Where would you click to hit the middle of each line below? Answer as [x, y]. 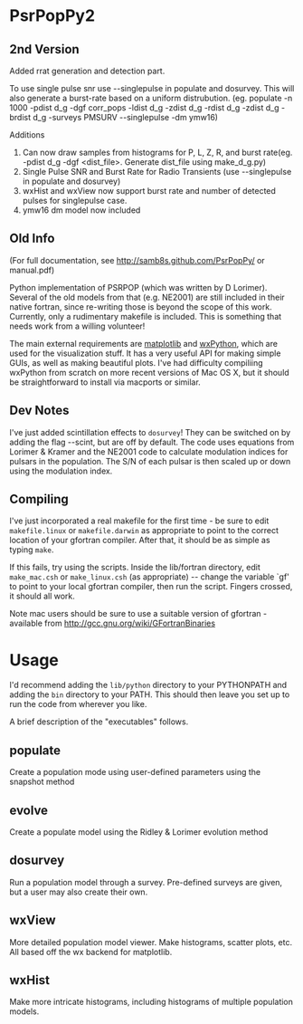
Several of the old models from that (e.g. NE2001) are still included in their [147, 297]
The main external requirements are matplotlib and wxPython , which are [144, 343]
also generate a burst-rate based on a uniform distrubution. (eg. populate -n [151, 98]
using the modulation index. [61, 471]
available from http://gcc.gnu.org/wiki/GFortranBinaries [112, 623]
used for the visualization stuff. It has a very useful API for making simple [145, 353]
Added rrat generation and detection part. [87, 71]
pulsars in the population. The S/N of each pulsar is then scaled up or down [150, 461]
